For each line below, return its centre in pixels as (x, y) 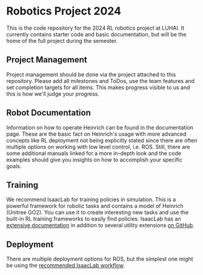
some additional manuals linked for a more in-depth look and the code (94, 153)
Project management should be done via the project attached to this (91, 75)
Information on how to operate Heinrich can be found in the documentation (100, 127)
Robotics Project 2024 (64, 11)
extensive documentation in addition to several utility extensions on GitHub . (101, 225)
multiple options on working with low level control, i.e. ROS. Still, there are (98, 147)
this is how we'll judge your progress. (53, 94)
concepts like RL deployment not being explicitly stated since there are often (102, 140)
